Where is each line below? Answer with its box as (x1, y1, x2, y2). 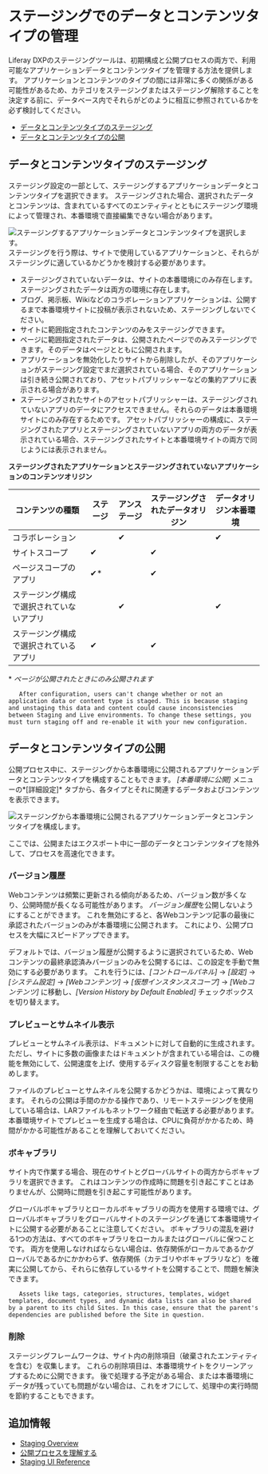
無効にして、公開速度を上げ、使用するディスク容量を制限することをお (22, 1059, 251, 1069)
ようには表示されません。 (26, 445, 112, 454)
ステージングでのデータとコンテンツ (8, 7, 246, 26)
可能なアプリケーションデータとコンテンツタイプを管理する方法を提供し (8, 65, 246, 74)
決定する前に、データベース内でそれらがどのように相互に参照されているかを (8, 95, 259, 105)
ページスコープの (12, 561, 76, 573)
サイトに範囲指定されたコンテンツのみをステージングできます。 (19, 325, 230, 334)
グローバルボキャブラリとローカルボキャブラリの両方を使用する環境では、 (8, 1204, 253, 1214)
